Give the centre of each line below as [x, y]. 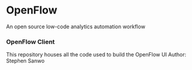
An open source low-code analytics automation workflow [76, 26]
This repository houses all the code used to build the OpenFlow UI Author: [96, 55]
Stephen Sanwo [25, 61]
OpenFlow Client [30, 42]
